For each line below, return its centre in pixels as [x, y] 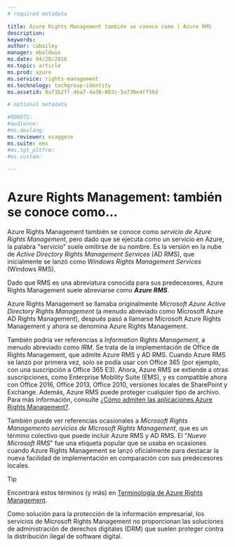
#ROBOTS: [20, 117]
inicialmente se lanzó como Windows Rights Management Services [104, 262]
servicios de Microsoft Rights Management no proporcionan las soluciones [115, 522]
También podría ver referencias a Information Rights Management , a [106, 340]
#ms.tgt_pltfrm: [31, 150]
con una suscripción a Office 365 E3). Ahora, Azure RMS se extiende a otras [118, 370]
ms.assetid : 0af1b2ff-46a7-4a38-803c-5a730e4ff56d [83, 92]
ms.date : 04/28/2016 [38, 59]
